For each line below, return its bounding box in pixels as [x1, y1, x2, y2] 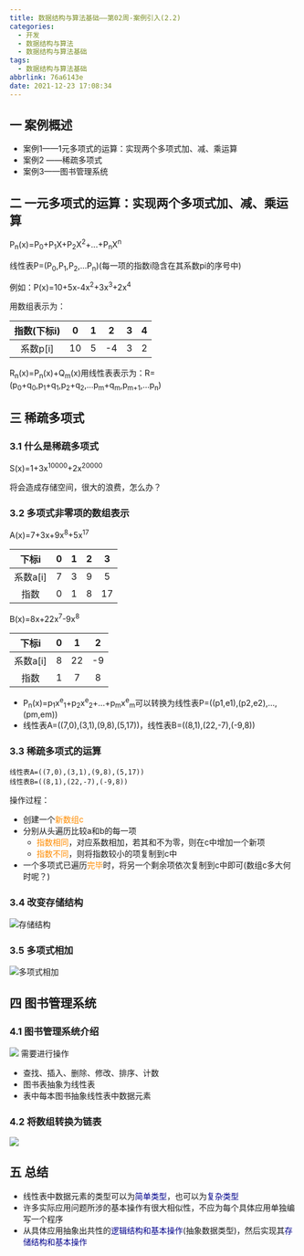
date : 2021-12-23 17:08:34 [9, 81, 112, 90]
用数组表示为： [9, 301, 66, 311]
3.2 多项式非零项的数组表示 [9, 507, 130, 520]
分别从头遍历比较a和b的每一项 [22, 826, 137, 837]
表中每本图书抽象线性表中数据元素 [22, 1090, 152, 1101]
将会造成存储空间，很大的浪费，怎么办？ [9, 481, 162, 493]
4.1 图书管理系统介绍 [9, 1025, 100, 1038]
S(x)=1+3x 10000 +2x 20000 [9, 461, 103, 474]
